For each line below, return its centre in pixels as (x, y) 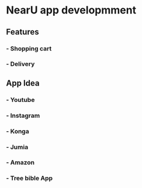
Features (22, 32)
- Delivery (20, 64)
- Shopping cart (29, 49)
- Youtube (20, 100)
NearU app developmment (71, 10)
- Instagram (23, 115)
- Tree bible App (30, 178)
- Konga (18, 131)
